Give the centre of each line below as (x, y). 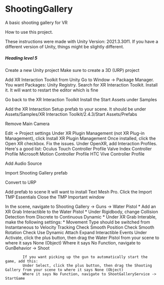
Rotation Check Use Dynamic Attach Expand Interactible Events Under (76, 232)
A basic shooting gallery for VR (36, 22)
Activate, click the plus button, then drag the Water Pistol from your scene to (82, 238)
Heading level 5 (21, 58)
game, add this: (22, 261)
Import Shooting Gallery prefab (36, 173)
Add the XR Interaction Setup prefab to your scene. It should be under (76, 109)
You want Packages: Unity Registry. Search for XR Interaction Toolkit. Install (82, 85)
